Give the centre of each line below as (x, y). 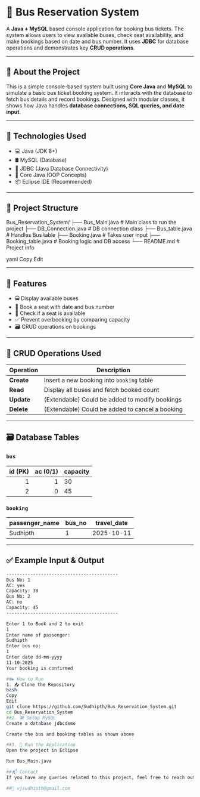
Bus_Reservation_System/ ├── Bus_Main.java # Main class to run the (91, 223)
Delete (19, 409)
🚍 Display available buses (46, 298)
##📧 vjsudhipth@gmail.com (38, 788)
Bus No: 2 (18, 597)
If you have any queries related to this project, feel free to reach (96, 777)
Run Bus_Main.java (29, 761)
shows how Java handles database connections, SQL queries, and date (95, 105)
